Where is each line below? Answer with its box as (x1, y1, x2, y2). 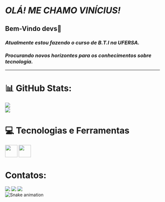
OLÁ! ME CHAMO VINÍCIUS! (5, 5, 121, 16)
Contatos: (5, 170, 47, 181)
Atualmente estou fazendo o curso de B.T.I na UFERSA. (5, 39, 140, 46)
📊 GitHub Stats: (5, 82, 72, 94)
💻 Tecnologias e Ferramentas (5, 125, 130, 136)
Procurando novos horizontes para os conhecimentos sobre (5, 52, 152, 59)
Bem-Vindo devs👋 (5, 25, 62, 33)
